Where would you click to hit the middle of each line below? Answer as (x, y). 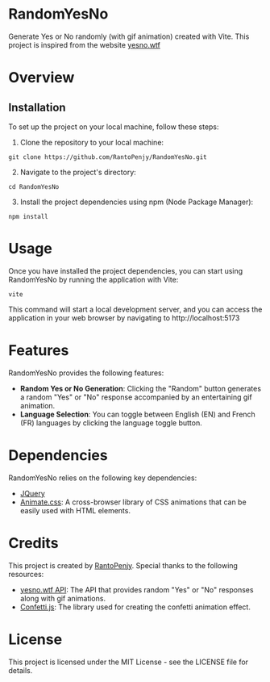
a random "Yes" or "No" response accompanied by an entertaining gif (136, 397)
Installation (37, 107)
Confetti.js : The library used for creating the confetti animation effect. (135, 607)
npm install (28, 216)
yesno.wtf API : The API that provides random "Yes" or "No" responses (137, 589)
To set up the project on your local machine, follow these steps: (114, 127)
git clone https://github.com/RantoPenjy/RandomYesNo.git (108, 157)
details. (21, 670)
